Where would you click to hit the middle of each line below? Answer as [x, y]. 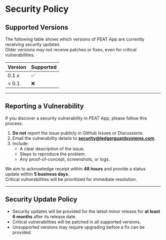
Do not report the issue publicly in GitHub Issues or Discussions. [78, 133]
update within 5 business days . [37, 174]
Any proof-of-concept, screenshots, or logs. [65, 159]
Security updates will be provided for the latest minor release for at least [86, 211]
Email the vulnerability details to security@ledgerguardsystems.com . [84, 138]
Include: [21, 143]
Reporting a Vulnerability [44, 106]
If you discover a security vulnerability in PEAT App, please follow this [76, 118]
